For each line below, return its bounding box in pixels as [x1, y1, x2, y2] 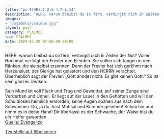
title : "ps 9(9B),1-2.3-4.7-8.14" [5, 7, 76, 12]
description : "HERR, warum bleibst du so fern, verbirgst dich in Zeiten [5, 12, 160, 17]
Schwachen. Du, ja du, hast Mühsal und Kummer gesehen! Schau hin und [5, 103, 154, 109]
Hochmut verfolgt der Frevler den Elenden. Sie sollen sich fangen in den [5, 57, 151, 64]
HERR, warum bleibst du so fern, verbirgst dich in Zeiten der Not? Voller [5, 52, 150, 58]
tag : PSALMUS [5, 35, 32, 40]
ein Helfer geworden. [5, 114, 48, 120]
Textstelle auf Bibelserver [5, 128, 57, 135]
